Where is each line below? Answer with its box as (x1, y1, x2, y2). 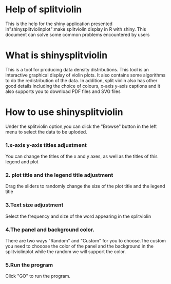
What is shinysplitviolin (5, 50, 108, 61)
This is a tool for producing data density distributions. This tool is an (5, 66, 149, 72)
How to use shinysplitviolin (5, 106, 123, 118)
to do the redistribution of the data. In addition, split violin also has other (5, 77, 158, 83)
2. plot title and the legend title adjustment (5, 172, 113, 179)
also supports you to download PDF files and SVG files (5, 88, 121, 94)
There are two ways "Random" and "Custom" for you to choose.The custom (5, 238, 166, 243)
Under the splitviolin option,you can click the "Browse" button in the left (5, 123, 157, 129)
